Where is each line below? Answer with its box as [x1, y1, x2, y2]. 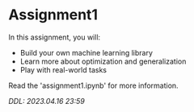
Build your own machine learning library [19, 48, 154, 57]
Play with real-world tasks [19, 64, 108, 74]
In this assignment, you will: [8, 32, 101, 42]
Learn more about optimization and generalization [19, 56, 187, 66]
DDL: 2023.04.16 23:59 [8, 96, 85, 106]
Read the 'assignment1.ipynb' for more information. [8, 81, 179, 90]
